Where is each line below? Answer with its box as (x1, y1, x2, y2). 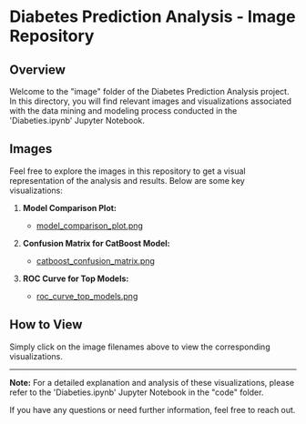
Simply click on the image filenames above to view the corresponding (9, 341, 270, 352)
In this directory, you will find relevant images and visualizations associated (9, 96, 292, 106)
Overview (9, 62, 66, 77)
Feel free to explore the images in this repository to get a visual (9, 166, 246, 177)
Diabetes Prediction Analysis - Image (9, 6, 296, 27)
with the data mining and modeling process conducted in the (9, 106, 238, 116)
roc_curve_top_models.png (36, 290, 138, 301)
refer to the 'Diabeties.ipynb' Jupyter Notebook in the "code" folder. (9, 387, 264, 398)
